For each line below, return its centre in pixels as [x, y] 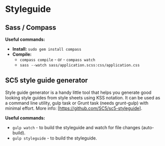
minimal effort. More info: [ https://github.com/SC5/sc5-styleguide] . [74, 108]
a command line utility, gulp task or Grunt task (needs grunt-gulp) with [77, 103]
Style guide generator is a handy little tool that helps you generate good [78, 92]
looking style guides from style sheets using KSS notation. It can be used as [83, 97]
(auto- [148, 127]
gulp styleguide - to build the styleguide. [55, 138]
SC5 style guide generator [47, 80]
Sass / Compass [31, 28]
